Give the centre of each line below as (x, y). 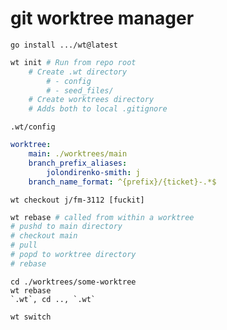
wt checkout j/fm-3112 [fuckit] (77, 200)
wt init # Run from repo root (73, 62)
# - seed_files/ (80, 90)
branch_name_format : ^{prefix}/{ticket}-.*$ (122, 182)
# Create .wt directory (78, 72)
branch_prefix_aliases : (78, 163)
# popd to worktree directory (73, 255)
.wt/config (33, 127)
